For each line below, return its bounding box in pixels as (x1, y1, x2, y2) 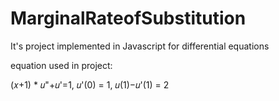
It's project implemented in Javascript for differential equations (10, 40, 270, 52)
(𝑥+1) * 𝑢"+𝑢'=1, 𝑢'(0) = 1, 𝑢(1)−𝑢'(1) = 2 (10, 78, 170, 91)
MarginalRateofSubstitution (10, 7, 247, 30)
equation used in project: (10, 59, 113, 71)
